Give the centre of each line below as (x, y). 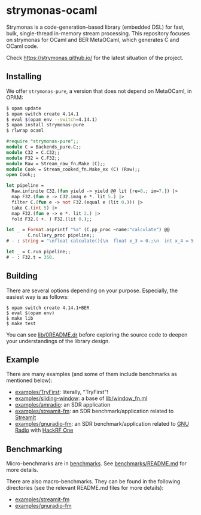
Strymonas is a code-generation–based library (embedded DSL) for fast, (95, 27)
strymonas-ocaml (52, 10)
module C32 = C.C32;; (33, 152)
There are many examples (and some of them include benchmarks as (92, 374)
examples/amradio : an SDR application (63, 405)
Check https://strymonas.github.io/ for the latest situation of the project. (95, 57)
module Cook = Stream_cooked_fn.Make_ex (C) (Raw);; (73, 169)
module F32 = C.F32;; (33, 158)
